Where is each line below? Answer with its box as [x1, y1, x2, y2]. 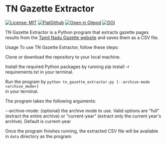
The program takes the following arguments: [5, 98, 96, 104]
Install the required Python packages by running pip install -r [5, 63, 130, 69]
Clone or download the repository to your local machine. [5, 53, 121, 60]
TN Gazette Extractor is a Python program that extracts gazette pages [5, 29, 149, 35]
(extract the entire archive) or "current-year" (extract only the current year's [5, 113, 162, 119]
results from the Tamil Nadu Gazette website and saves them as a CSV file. [5, 34, 159, 40]
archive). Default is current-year [5, 118, 71, 124]
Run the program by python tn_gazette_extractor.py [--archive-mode [5, 78, 150, 84]
